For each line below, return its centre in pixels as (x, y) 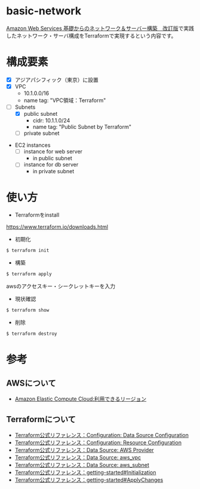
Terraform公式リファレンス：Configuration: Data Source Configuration (102, 435)
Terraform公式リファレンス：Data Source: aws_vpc (78, 457)
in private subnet (53, 171)
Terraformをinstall (37, 215)
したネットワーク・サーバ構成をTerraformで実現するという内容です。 (91, 36)
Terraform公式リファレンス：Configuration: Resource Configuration (98, 442)
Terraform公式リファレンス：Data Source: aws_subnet (82, 465)
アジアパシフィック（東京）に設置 (56, 79)
